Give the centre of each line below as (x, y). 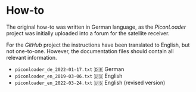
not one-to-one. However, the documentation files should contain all (90, 51)
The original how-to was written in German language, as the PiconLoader (96, 27)
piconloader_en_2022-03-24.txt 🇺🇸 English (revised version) (90, 82)
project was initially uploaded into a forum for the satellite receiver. (88, 33)
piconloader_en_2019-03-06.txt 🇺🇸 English (69, 76)
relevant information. (32, 57)
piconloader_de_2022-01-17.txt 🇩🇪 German (69, 69)
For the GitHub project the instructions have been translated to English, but (98, 45)
